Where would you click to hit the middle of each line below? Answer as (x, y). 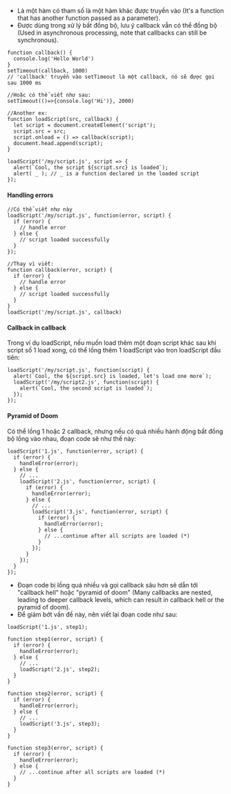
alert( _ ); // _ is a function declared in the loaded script (106, 173)
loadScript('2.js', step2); (60, 669)
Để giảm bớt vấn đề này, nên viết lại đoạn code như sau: (97, 614)
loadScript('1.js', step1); (48, 627)
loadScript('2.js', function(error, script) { (88, 481)
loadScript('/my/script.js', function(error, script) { (89, 216)
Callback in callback (37, 328)
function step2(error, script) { (55, 693)
